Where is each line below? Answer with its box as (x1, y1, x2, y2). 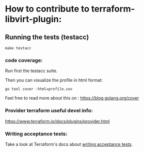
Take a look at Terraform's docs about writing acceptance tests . (5, 141, 133, 147)
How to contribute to (5, 3, 90, 15)
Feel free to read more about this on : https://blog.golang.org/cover (5, 95, 139, 101)
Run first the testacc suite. (5, 68, 58, 74)
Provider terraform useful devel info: (5, 107, 93, 114)
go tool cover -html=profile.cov (5, 87, 73, 91)
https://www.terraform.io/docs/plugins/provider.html (5, 118, 110, 124)
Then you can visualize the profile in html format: (5, 77, 103, 83)
